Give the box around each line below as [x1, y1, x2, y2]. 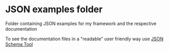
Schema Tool [5, 41, 33, 47]
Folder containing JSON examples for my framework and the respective [5, 20, 157, 27]
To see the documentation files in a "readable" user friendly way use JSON [5, 36, 164, 42]
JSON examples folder [5, 4, 103, 15]
